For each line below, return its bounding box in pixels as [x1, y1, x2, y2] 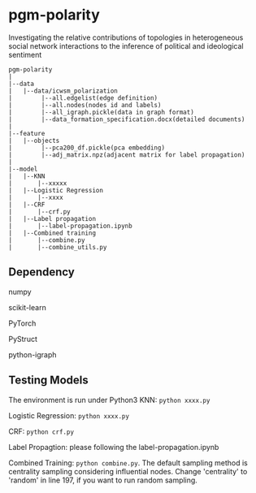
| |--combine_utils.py [8, 243, 107, 251]
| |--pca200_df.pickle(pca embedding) [8, 144, 165, 152]
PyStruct [8, 334, 38, 344]
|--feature [8, 129, 46, 137]
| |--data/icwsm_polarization [8, 87, 118, 95]
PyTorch [8, 318, 37, 328]
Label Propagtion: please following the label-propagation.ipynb [8, 442, 219, 452]
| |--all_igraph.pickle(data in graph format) [8, 108, 195, 116]
